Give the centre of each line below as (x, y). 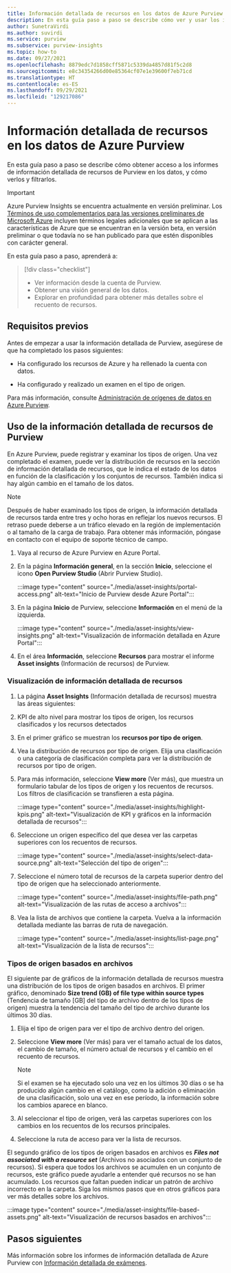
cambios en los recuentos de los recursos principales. (93, 1126)
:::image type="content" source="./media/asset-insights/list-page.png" (118, 938)
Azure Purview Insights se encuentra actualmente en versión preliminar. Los (115, 206)
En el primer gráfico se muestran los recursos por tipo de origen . (110, 737)
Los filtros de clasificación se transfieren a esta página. (95, 793)
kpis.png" (31, 814)
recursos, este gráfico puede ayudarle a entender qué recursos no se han (112, 1174)
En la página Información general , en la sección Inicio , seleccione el (114, 566)
